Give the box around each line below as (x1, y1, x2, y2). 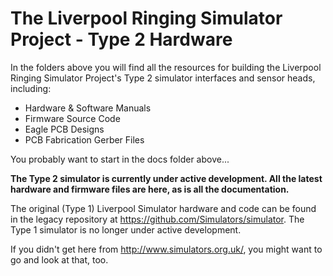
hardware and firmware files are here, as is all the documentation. (10, 183, 290, 195)
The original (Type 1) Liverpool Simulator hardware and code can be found (10, 202, 317, 214)
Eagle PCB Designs (24, 123, 105, 135)
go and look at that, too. (10, 253, 109, 266)
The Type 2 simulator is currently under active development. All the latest (10, 172, 323, 184)
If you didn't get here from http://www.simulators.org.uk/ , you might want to (10, 243, 323, 255)
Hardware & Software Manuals (24, 102, 152, 114)
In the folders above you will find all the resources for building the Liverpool (10, 61, 322, 73)
